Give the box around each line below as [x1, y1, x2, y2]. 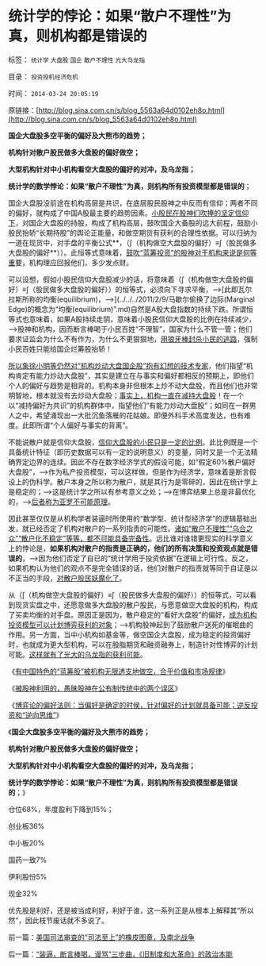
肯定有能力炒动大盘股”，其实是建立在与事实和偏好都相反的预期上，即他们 [14, 371, 255, 380]
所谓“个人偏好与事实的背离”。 [35, 420, 133, 429]
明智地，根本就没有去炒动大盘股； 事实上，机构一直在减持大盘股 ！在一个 [8, 391, 244, 400]
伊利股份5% [8, 872, 47, 881]
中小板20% [8, 838, 45, 848]
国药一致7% [8, 855, 47, 864]
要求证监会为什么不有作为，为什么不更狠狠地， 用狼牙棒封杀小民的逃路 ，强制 [8, 334, 258, 344]
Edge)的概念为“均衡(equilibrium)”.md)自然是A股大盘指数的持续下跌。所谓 [8, 304, 247, 314]
